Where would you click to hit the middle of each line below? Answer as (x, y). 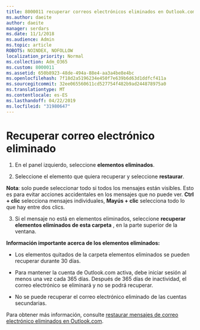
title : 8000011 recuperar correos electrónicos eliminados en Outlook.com (101, 12)
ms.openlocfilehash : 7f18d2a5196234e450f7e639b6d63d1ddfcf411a (86, 78)
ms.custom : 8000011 (30, 67)
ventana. (26, 231)
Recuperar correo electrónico (80, 136)
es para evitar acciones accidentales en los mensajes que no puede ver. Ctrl (100, 194)
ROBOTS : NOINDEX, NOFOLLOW (40, 51)
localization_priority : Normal (45, 56)
